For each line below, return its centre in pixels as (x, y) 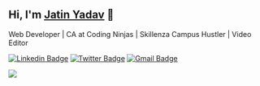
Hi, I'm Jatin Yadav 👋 (61, 15)
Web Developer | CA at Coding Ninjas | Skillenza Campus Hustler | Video (130, 34)
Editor (18, 43)
